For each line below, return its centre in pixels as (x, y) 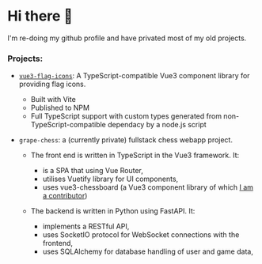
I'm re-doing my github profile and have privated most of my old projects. (127, 38)
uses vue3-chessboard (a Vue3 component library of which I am (148, 187)
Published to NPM (60, 108)
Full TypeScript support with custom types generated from (126, 116)
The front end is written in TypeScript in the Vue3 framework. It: (135, 155)
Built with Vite (53, 100)
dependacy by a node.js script (157, 125)
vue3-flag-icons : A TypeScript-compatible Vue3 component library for (134, 76)
